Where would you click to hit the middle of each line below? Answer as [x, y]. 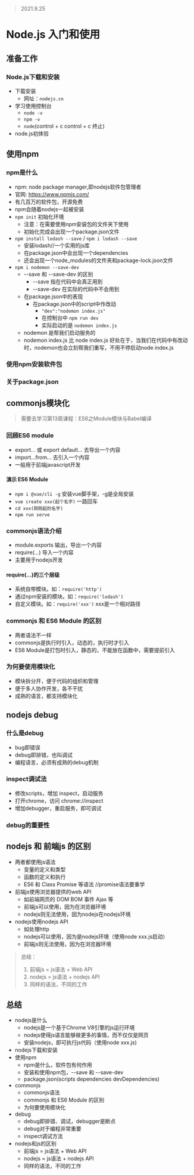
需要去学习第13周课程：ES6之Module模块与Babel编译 [86, 419]
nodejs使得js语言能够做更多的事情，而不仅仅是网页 [86, 1035]
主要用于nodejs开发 [39, 560]
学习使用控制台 [33, 106]
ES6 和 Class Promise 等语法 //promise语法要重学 [84, 884]
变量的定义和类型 [45, 869]
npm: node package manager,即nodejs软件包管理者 [78, 187]
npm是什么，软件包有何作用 [58, 1065]
